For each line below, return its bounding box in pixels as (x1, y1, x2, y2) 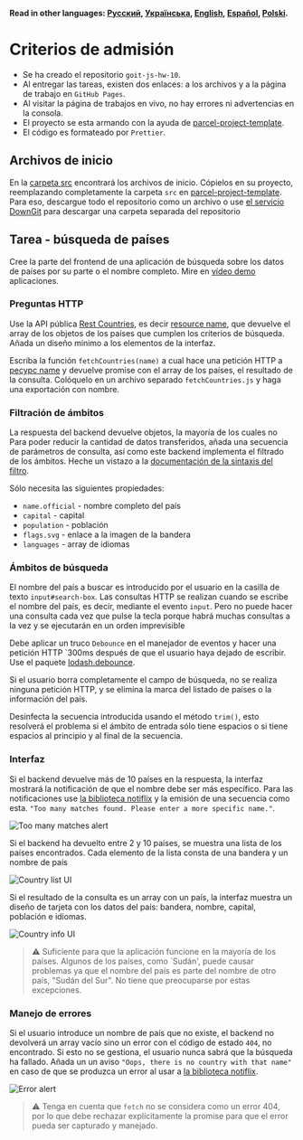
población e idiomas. (9, 910, 88, 921)
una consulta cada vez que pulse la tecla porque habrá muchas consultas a (9, 610, 291, 622)
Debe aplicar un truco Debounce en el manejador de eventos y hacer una (9, 637, 277, 649)
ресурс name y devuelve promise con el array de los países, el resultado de (9, 364, 294, 375)
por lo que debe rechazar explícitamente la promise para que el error (31, 1111, 289, 1122)
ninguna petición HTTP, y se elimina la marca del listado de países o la (9, 684, 272, 695)
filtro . (9, 466, 30, 476)
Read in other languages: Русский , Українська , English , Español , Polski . (9, 8, 289, 18)
